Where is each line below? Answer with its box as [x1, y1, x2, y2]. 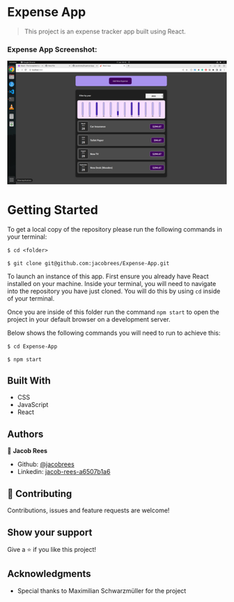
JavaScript [17, 401, 49, 409]
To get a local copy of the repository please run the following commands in [7, 225, 223, 233]
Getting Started [7, 202, 99, 218]
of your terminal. [7, 294, 55, 303]
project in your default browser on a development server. [7, 315, 171, 324]
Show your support [7, 526, 93, 538]
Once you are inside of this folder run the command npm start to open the [7, 308, 219, 316]
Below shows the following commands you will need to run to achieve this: [7, 328, 221, 337]
